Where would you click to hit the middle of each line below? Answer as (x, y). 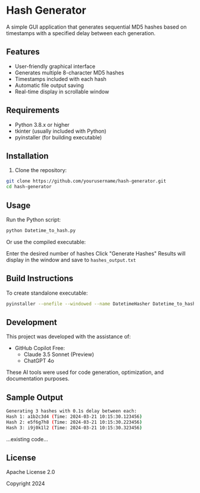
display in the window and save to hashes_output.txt (71, 260)
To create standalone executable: (47, 293)
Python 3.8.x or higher (42, 124)
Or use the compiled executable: (46, 242)
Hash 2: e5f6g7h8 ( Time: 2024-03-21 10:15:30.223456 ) (74, 422)
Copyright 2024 (26, 483)
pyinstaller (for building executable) (58, 137)
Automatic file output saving (49, 85)
